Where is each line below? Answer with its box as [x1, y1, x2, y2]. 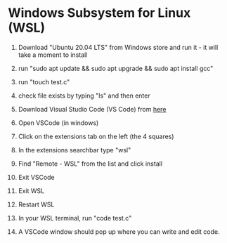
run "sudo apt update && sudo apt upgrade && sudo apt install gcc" [18, 64, 214, 72]
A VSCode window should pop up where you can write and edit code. [18, 227, 220, 236]
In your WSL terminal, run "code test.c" [18, 214, 132, 222]
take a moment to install [18, 51, 88, 59]
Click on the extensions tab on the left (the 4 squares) [18, 132, 174, 140]
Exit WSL [18, 186, 45, 195]
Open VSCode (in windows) [18, 118, 99, 127]
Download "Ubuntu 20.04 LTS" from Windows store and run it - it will [18, 43, 219, 51]
